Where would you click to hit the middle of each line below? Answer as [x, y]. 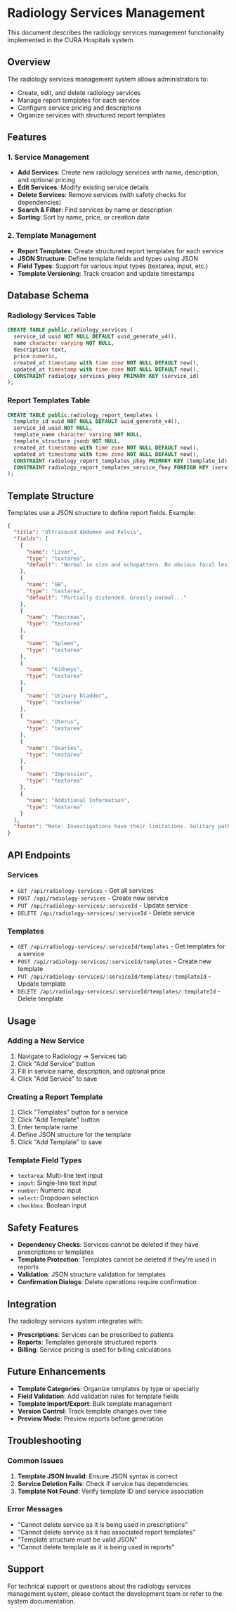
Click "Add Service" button [56, 1063]
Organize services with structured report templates [91, 115]
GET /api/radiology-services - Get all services [85, 890]
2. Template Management [52, 236]
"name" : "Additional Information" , [78, 800]
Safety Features [43, 1227]
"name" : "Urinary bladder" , [67, 696]
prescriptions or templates [55, 1252]
